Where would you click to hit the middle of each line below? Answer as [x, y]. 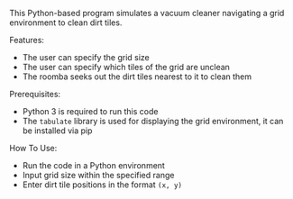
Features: [27, 40]
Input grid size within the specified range [98, 175]
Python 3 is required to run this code [90, 111]
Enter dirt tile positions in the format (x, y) [102, 185]
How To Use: [33, 148]
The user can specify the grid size [86, 57]
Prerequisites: [35, 94]
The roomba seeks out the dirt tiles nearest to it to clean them [137, 77]
